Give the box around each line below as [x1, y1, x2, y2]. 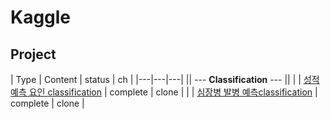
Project [10, 46, 57, 63]
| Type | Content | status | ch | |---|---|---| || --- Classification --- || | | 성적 [10, 74, 320, 85]
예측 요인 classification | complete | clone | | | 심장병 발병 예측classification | [10, 86, 318, 98]
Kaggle [10, 6, 72, 29]
